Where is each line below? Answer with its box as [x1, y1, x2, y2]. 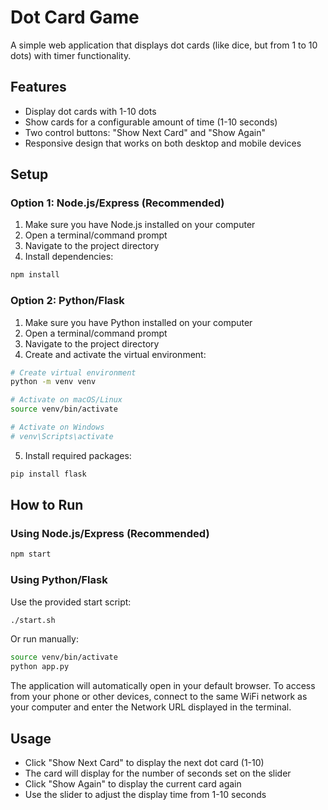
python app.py [10, 662, 70, 672]
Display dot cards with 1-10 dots [24, 105, 157, 117]
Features [10, 79, 67, 96]
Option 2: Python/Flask [10, 294, 125, 308]
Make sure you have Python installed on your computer [24, 316, 253, 328]
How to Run [10, 497, 84, 514]
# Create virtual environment [10, 367, 137, 378]
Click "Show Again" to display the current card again [24, 778, 242, 790]
